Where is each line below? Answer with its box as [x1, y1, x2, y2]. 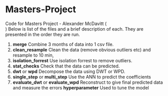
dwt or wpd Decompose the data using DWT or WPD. [12, 68, 126, 75]
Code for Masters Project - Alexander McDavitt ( [5, 20, 107, 27]
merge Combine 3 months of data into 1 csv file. [12, 41, 114, 47]
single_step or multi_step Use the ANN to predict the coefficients [12, 74, 151, 80]
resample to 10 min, [12, 52, 54, 58]
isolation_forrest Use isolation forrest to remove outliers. [12, 57, 132, 63]
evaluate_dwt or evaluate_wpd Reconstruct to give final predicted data [12, 79, 163, 85]
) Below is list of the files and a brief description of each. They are [5, 26, 144, 32]
